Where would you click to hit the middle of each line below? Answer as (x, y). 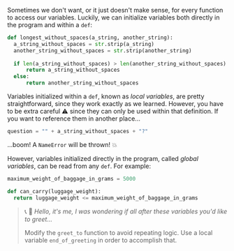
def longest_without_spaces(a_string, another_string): (90, 38)
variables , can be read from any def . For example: (79, 166)
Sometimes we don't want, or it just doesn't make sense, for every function (115, 10)
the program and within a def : (50, 25)
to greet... (38, 219)
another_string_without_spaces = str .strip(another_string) (103, 51)
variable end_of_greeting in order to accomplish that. (101, 240)
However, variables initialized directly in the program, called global (103, 158)
